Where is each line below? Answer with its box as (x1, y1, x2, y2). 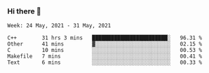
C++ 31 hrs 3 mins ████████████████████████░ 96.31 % (7, 34, 202, 41)
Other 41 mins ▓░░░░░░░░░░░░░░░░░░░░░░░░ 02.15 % (7, 41, 202, 48)
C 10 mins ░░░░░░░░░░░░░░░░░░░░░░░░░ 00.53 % (7, 47, 202, 54)
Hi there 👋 (7, 6, 42, 16)
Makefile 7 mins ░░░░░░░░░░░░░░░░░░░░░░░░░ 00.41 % (7, 53, 202, 60)
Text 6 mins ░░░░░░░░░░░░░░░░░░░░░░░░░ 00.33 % (7, 59, 202, 66)
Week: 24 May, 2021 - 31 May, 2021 (7, 22, 112, 29)
